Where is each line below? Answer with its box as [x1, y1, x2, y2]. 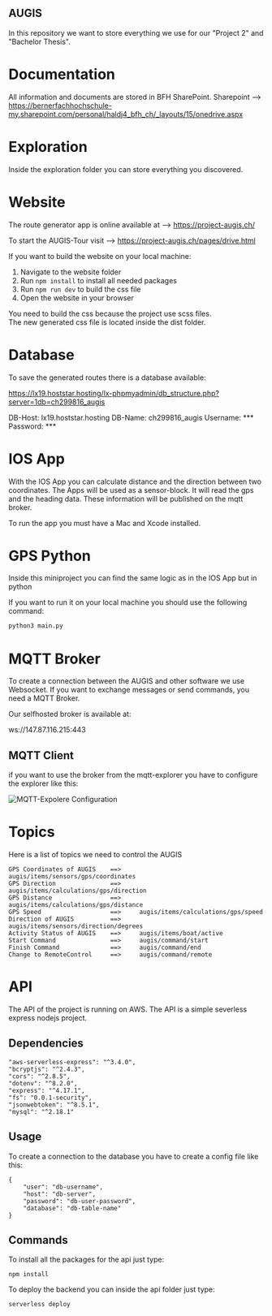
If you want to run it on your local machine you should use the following [8, 598, 248, 607]
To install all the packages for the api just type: [8, 1254, 165, 1265]
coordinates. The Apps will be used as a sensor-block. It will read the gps [8, 485, 254, 494]
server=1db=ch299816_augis [8, 397, 106, 407]
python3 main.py [8, 622, 63, 630]
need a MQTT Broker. [8, 693, 80, 703]
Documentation [8, 65, 116, 84]
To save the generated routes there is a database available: [8, 373, 206, 382]
